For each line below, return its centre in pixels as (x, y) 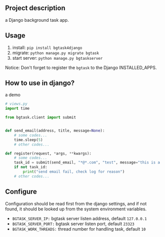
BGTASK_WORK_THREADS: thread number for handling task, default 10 (79, 229)
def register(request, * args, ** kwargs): (48, 153)
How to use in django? (40, 83)
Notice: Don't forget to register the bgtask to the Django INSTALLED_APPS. (81, 67)
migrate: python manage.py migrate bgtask (56, 53)
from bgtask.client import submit (41, 118)
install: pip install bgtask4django (47, 47)
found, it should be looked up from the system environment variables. (76, 209)
